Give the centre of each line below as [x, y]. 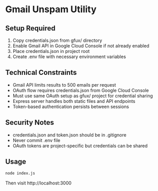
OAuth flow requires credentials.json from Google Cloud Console [81, 90]
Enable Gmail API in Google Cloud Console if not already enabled [81, 46]
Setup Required [31, 28]
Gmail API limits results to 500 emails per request [64, 85]
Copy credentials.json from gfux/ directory [57, 40]
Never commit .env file [36, 140]
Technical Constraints [41, 73]
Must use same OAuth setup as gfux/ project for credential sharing [83, 96]
